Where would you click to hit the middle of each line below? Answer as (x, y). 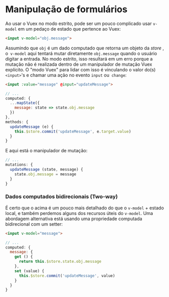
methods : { (17, 122)
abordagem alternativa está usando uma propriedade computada (74, 219)
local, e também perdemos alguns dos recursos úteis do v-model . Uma (79, 213)
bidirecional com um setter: (34, 224)
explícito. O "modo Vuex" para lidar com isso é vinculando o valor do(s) (80, 69)
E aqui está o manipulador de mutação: (46, 151)
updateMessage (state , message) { (46, 170)
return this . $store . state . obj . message (60, 262)
